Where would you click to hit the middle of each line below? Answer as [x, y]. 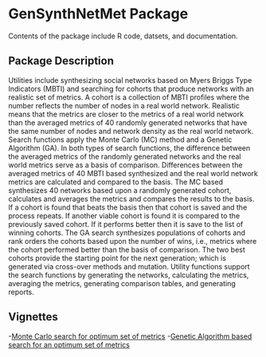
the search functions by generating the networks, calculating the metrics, [129, 275]
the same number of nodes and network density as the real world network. [131, 131]
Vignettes [33, 317]
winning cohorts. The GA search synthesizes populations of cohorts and [127, 233]
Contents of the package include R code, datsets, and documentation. [123, 36]
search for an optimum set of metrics [69, 344]
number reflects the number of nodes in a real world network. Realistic [124, 105]
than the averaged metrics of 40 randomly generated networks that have [128, 122]
